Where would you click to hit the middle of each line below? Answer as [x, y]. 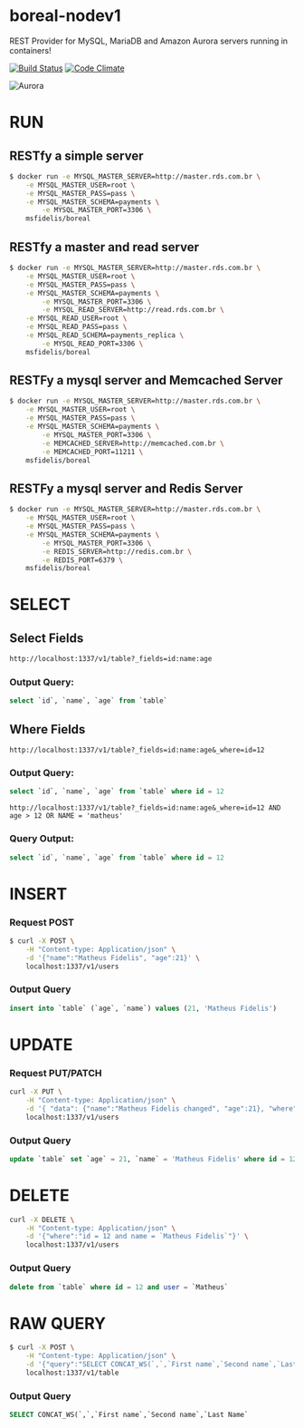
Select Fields [47, 638]
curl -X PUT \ [36, 1092]
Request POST [42, 922]
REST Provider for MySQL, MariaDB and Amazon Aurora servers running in [148, 41]
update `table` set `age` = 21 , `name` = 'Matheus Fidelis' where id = [147, 1159]
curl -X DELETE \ [42, 1219]
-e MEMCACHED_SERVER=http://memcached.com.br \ [133, 443]
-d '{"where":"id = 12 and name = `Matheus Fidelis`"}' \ [137, 1237]
